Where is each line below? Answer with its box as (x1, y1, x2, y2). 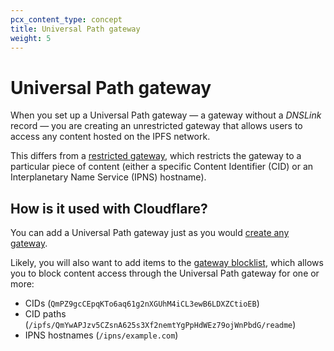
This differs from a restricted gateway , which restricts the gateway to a (10, 150, 302, 162)
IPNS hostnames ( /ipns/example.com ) (24, 329, 179, 341)
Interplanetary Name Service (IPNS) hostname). (10, 171, 207, 183)
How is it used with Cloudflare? (10, 200, 208, 217)
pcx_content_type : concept (10, 14, 123, 25)
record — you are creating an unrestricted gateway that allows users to (10, 120, 303, 132)
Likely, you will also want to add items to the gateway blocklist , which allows (10, 257, 324, 269)
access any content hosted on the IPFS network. (10, 131, 211, 143)
